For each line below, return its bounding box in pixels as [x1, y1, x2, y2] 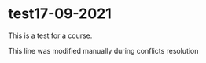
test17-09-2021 [8, 5, 112, 23]
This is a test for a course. [8, 31, 93, 40]
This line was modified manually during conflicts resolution [8, 46, 199, 55]
